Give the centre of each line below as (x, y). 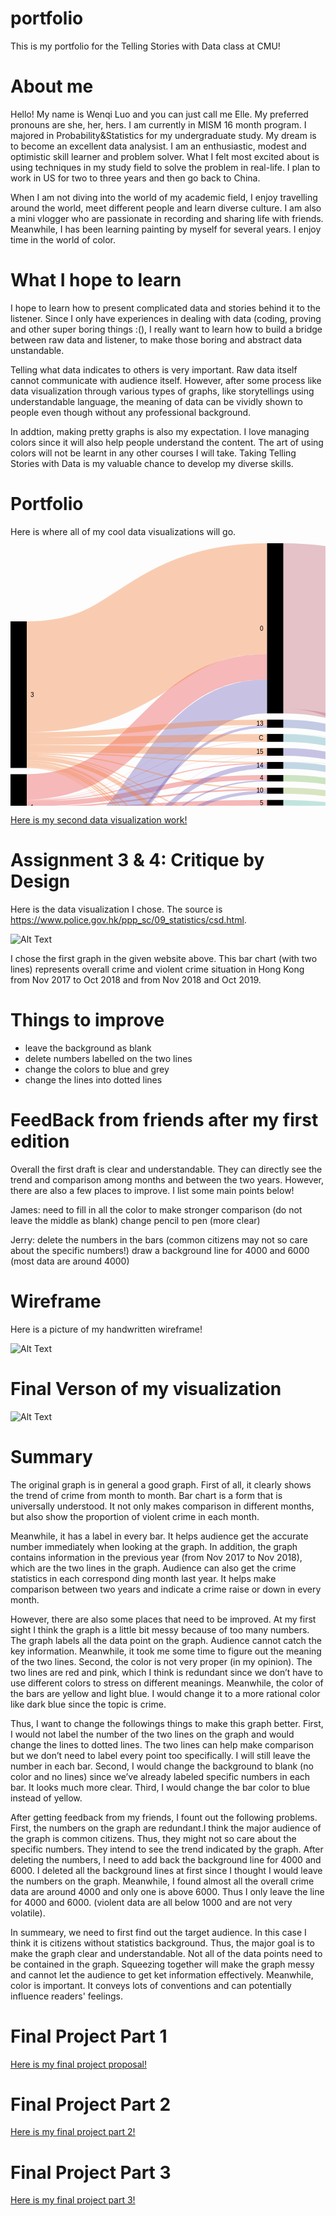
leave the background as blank (88, 1048)
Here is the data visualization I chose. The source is (116, 909)
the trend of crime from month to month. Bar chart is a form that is (146, 1495)
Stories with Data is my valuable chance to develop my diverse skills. (152, 463)
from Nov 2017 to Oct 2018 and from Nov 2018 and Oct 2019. (136, 979)
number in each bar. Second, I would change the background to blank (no (162, 1766)
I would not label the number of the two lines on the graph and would (152, 1734)
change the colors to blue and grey (97, 1069)
